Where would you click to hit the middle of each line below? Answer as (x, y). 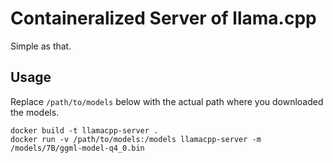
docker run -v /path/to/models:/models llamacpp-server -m (136, 139)
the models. (35, 112)
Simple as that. (41, 46)
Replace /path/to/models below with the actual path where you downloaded (167, 101)
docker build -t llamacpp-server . (84, 130)
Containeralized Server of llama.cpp (163, 18)
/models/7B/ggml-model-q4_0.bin (77, 148)
